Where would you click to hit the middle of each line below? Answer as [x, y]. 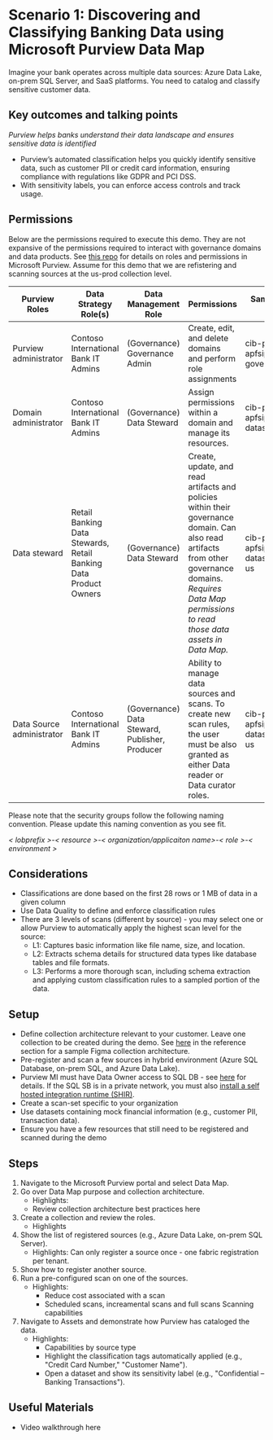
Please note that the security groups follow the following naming [116, 815]
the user [204, 734]
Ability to [205, 663]
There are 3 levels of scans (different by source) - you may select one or [142, 920]
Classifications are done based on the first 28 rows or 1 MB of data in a [139, 893]
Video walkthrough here [61, 1427]
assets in [205, 639]
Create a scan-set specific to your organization [99, 1103]
